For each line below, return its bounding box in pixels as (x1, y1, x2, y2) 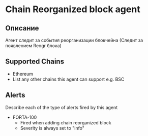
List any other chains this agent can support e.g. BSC (12, 76, 125, 82)
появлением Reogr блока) (5, 43, 62, 49)
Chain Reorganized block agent (5, 4, 141, 15)
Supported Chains (5, 57, 65, 66)
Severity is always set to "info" (20, 125, 85, 131)
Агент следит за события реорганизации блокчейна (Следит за (5, 37, 143, 43)
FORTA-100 (12, 114, 37, 120)
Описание (5, 24, 39, 32)
